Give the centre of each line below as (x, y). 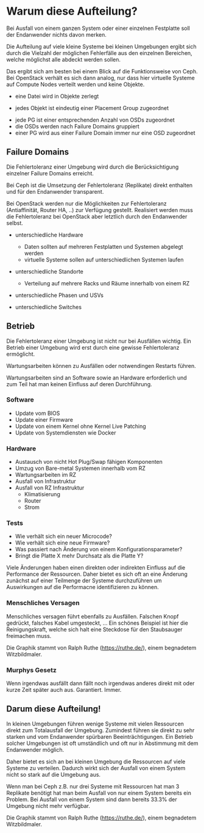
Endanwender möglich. (35, 749)
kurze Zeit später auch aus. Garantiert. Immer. (64, 690)
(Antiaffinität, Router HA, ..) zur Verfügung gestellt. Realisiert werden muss (100, 210)
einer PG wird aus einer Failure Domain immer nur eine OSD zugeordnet (105, 133)
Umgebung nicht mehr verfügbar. (48, 805)
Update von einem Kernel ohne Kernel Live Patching (80, 426)
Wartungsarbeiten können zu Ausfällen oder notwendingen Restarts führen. (101, 365)
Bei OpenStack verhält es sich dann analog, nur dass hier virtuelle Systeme (100, 78)
